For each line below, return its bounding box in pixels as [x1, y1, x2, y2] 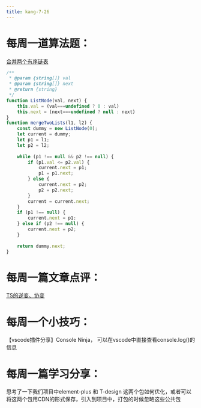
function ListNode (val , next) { [6, 97, 87, 104]
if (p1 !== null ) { [17, 209, 66, 215]
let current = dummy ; [17, 131, 71, 137]
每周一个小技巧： [6, 315, 91, 329]
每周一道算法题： [6, 37, 91, 50]
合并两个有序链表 [6, 58, 49, 65]
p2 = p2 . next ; [38, 187, 74, 193]
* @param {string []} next [8, 81, 74, 87]
